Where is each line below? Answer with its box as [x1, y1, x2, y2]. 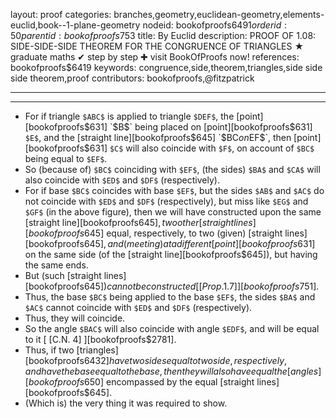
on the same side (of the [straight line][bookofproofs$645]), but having [24, 249, 318, 260]
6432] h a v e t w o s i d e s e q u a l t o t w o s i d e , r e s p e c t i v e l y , [83, 355, 288, 366]
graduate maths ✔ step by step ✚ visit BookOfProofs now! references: [10, 51, 300, 63]
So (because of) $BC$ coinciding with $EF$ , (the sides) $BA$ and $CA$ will [24, 164, 321, 175]
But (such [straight [24, 270, 102, 281]
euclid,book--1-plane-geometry [10, 19, 141, 31]
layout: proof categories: [10, 9, 112, 20]
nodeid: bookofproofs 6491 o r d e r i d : [142, 19, 288, 31]
